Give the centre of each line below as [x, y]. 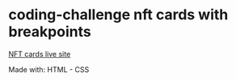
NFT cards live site [40, 54]
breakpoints [50, 32]
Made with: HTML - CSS [49, 69]
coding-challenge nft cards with [118, 15]
